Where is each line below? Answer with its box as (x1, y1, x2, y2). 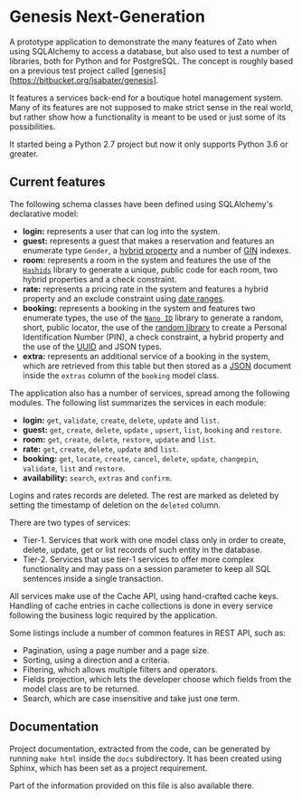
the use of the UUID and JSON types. (22, 341, 163, 352)
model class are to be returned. (22, 683, 140, 694)
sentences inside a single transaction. (22, 573, 164, 584)
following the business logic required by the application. (9, 609, 218, 621)
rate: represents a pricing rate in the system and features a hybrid (22, 283, 269, 294)
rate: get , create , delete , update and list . (22, 443, 179, 454)
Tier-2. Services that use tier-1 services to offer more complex (22, 554, 255, 565)
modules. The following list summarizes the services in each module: (9, 396, 267, 408)
